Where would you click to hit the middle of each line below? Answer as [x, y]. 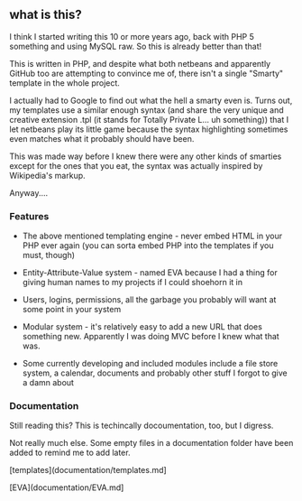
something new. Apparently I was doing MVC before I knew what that [151, 337]
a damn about [48, 383]
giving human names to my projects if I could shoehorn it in [133, 283]
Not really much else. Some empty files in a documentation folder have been [151, 443]
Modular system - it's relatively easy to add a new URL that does [142, 327]
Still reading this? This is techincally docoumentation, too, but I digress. [142, 426]
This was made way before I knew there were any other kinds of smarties [146, 156]
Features [29, 216]
